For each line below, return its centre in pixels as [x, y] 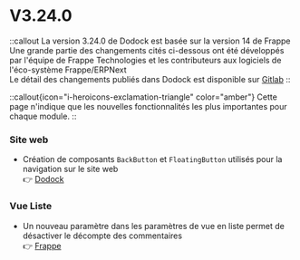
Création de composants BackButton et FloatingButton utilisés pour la [152, 159]
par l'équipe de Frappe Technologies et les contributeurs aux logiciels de [145, 60]
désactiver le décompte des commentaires [102, 236]
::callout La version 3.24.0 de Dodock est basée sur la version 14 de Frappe [150, 41]
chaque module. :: [43, 116]
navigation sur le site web [70, 169]
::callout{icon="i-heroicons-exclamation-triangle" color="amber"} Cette [144, 97]
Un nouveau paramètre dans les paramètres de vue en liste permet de [154, 226]
